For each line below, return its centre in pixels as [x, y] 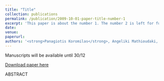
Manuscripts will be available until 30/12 [45, 55]
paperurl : [15, 37]
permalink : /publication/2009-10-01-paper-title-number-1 [65, 19]
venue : [12, 32]
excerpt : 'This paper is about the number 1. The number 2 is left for [79, 23]
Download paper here [27, 64]
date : [10, 28]
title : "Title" [20, 10]
